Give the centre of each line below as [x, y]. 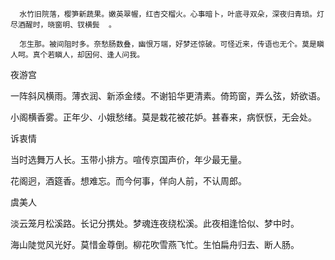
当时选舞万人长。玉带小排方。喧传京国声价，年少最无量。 [128, 159]
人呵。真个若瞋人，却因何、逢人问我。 [77, 55]
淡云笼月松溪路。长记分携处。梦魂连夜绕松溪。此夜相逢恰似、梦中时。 [155, 223]
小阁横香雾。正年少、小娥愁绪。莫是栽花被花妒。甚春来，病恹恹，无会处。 [163, 117]
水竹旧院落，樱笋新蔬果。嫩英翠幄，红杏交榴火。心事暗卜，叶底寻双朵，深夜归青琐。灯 [172, 14]
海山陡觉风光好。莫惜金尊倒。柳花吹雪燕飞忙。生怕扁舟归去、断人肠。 [155, 244]
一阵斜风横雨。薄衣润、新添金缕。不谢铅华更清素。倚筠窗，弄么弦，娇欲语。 [168, 96]
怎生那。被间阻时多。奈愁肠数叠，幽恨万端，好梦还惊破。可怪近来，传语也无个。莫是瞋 [172, 44]
